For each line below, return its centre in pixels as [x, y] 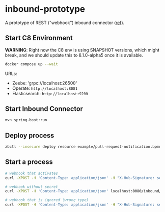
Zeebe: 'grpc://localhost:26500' [44, 83]
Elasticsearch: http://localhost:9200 [50, 93]
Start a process [29, 162]
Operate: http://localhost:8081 [45, 88]
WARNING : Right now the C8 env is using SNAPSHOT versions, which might [82, 50]
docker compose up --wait [31, 64]
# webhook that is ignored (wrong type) [47, 200]
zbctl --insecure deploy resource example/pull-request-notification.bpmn [83, 147]
